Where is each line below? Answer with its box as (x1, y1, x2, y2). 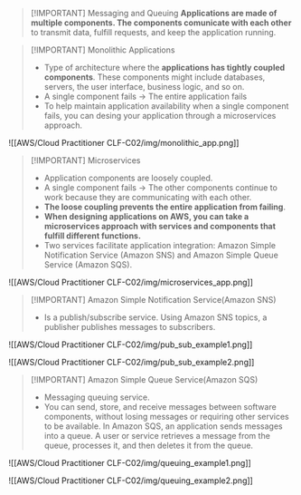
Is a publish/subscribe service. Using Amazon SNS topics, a (43, 312, 268, 323)
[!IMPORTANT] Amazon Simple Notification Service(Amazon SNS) (30, 295, 277, 305)
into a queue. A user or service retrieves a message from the (43, 431, 270, 441)
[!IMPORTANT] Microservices (30, 155, 141, 166)
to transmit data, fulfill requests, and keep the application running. (30, 27, 277, 37)
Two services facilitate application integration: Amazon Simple (43, 240, 277, 250)
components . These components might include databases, (43, 72, 266, 82)
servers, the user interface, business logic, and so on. (43, 82, 245, 92)
